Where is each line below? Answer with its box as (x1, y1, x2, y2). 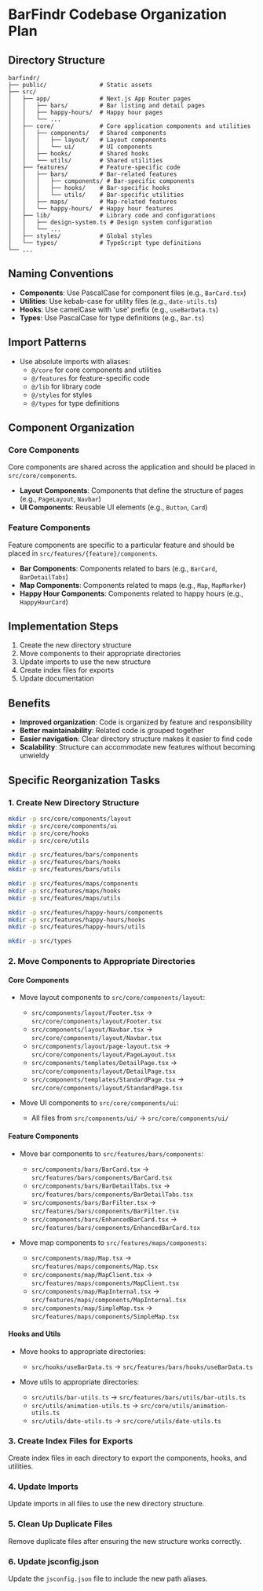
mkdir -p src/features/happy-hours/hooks (8, 916, 146, 924)
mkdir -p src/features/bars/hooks (8, 858, 122, 867)
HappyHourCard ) (19, 597, 68, 606)
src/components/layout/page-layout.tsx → (31, 1042, 170, 1051)
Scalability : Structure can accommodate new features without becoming (19, 743, 256, 752)
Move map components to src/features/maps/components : (19, 1238, 207, 1247)
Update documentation (19, 673, 94, 684)
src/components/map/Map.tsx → (31, 1253, 132, 1262)
